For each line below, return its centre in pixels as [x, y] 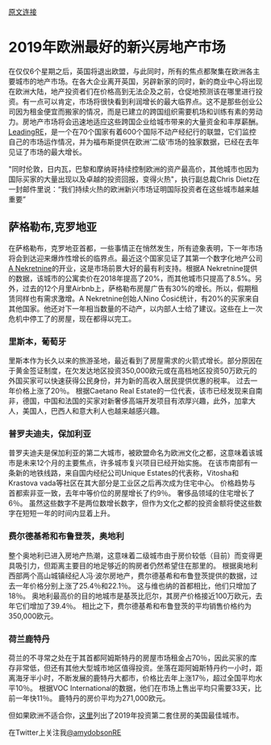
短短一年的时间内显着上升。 [68, 514]
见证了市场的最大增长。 [47, 152]
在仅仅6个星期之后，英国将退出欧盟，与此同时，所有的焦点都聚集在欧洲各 [131, 71]
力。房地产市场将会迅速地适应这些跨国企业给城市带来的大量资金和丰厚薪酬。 [135, 121]
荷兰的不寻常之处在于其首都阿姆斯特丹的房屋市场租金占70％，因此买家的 [129, 658]
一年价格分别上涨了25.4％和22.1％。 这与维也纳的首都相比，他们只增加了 [136, 585]
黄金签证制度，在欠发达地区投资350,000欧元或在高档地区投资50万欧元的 [136, 371]
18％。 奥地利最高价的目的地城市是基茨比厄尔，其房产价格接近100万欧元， [132, 596]
